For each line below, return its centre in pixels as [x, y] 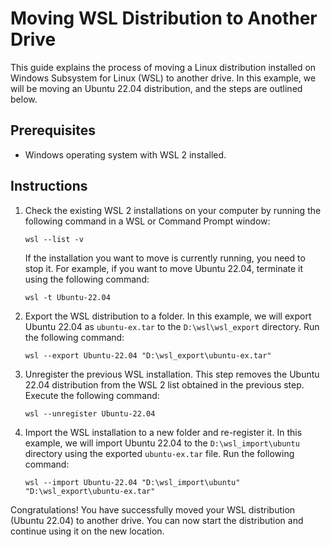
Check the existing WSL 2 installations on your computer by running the [173, 210]
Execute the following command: [92, 395]
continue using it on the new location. [87, 531]
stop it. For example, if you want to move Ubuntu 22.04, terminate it [164, 268]
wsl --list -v [54, 239]
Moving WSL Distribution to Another [164, 18]
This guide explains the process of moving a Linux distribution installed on [163, 67]
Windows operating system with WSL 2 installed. [125, 154]
